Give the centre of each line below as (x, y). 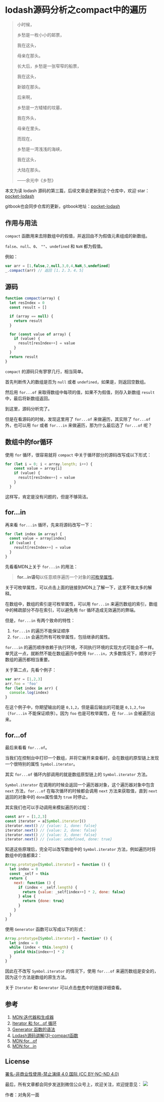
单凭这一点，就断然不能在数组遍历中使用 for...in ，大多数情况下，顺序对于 (81, 653)
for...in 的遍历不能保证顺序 (41, 630)
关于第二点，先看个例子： (31, 670)
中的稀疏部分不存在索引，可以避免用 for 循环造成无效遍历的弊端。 (72, 610)
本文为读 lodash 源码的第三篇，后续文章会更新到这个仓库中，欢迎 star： (77, 191)
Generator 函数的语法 (34, 1029)
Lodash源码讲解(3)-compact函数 (45, 1035)
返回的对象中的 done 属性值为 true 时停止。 (48, 797)
